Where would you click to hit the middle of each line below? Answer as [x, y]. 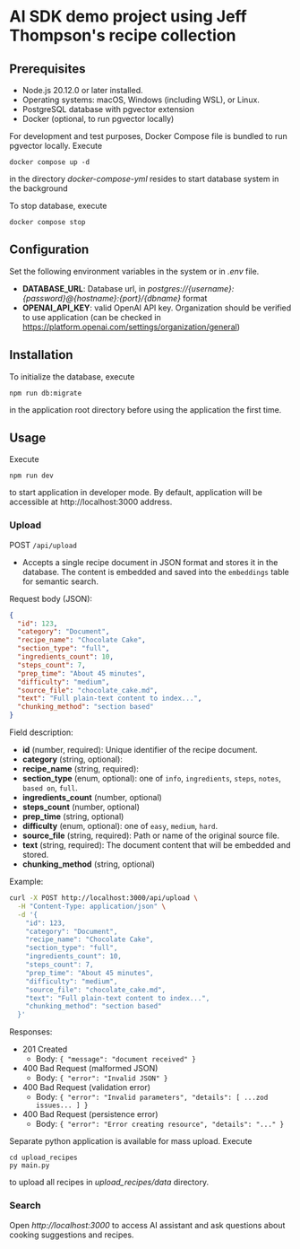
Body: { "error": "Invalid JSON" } [102, 1078]
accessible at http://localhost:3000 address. [91, 502]
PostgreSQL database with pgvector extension [108, 109]
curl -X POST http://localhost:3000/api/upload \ [104, 898]
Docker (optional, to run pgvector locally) [98, 119]
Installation [41, 355]
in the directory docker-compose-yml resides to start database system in [144, 179]
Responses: [31, 1032]
